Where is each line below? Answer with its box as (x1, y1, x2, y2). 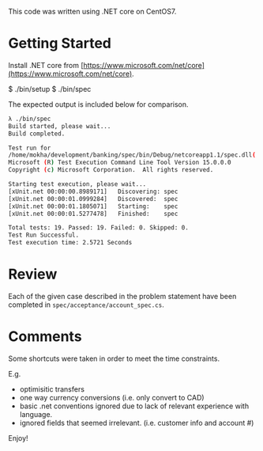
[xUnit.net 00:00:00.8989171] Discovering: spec (8, 188, 178, 195)
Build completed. (8, 130, 66, 138)
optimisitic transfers (19, 384, 85, 394)
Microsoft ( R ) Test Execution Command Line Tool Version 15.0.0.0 (8, 158, 231, 167)
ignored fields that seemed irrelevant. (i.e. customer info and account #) (19, 418, 254, 427)
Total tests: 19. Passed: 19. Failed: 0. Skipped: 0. (8, 224, 190, 232)
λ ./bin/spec (8, 115, 51, 123)
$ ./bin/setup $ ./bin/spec (8, 84, 92, 93)
